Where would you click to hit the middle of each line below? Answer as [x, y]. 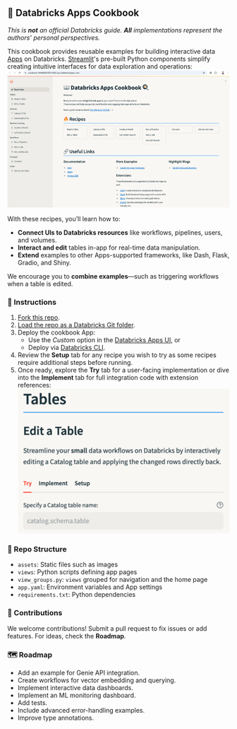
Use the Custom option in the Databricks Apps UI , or [104, 340]
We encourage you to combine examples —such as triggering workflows [113, 276]
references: [34, 385]
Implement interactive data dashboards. [75, 687]
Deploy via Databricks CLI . [67, 348]
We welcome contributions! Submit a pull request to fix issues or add [107, 628]
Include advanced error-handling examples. [81, 710]
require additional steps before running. [75, 363]
